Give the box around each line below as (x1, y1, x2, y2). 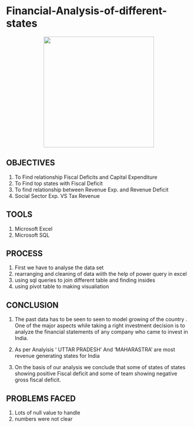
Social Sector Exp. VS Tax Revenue (14, 192, 100, 199)
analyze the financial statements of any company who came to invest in (14, 328, 188, 335)
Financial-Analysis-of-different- (6, 4, 168, 18)
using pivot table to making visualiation (14, 283, 109, 290)
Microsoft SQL (14, 232, 50, 239)
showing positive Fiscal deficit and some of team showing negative (14, 370, 178, 377)
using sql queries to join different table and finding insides (14, 276, 156, 284)
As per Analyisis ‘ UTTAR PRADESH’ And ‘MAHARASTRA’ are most (14, 346, 175, 353)
